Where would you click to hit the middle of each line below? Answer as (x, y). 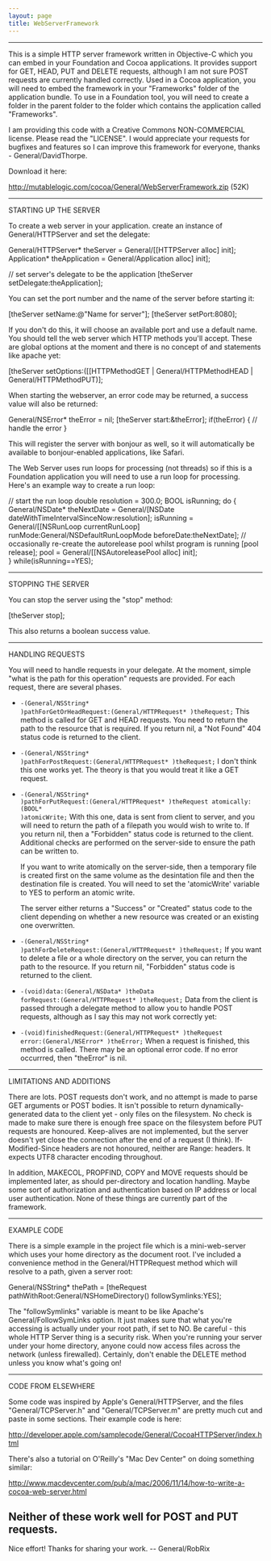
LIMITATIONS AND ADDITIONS (60, 1081)
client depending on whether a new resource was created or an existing (140, 917)
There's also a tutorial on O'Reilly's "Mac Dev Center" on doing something (131, 1458)
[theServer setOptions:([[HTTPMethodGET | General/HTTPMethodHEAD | (131, 371)
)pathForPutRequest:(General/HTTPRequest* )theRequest (114, 801)
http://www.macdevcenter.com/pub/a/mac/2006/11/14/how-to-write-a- (127, 1483)
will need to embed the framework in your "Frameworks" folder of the (124, 88)
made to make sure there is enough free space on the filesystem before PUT (135, 1122)
